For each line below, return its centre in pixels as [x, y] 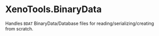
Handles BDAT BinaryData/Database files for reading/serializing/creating [80, 23]
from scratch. [19, 28]
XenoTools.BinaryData [54, 9]
